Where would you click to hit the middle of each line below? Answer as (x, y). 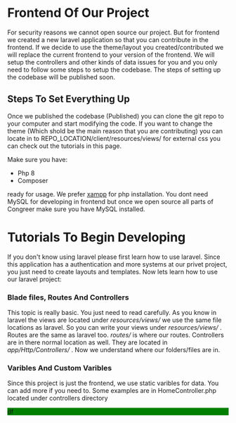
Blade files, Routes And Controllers (68, 297)
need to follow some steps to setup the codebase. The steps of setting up (114, 69)
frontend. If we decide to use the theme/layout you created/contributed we (116, 47)
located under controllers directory (58, 398)
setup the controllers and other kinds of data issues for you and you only (112, 62)
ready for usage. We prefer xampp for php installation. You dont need (108, 194)
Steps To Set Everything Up (68, 99)
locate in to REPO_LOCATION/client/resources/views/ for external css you (114, 138)
